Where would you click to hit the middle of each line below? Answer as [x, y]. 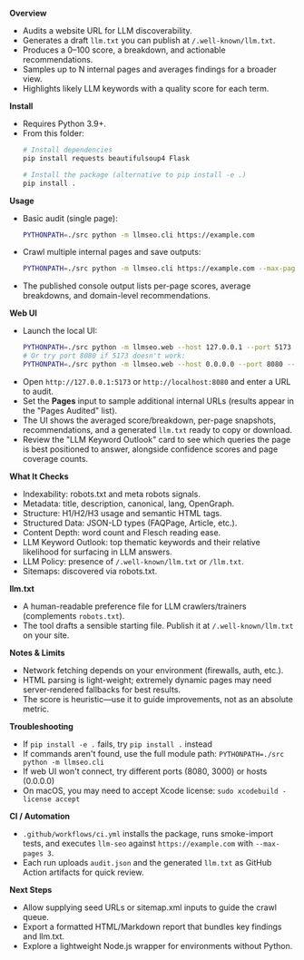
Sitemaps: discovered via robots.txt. [90, 571]
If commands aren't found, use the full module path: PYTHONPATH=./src [153, 753]
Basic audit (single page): [70, 218]
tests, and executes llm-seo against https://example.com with [138, 843]
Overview [28, 13]
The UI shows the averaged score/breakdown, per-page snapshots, [149, 420]
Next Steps [31, 889]
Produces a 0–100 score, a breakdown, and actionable [124, 50]
